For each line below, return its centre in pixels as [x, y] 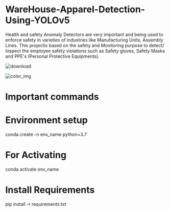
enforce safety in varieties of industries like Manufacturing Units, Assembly [84, 40]
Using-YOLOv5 [38, 20]
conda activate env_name [32, 169]
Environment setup [46, 120]
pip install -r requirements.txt [36, 204]
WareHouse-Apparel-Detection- [75, 9]
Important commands [52, 97]
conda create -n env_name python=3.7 [46, 135]
